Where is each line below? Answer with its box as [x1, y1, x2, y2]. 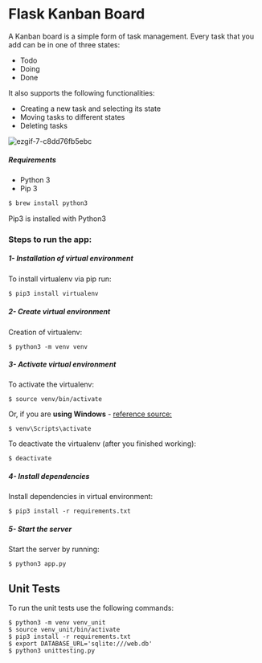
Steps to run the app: [8, 234, 92, 245]
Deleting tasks [19, 121, 68, 130]
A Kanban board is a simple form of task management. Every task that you [8, 31, 255, 41]
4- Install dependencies [8, 472, 90, 481]
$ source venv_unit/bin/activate [8, 626, 121, 634]
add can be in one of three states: [8, 39, 121, 49]
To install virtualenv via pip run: [8, 274, 112, 284]
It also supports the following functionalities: [8, 88, 155, 97]
